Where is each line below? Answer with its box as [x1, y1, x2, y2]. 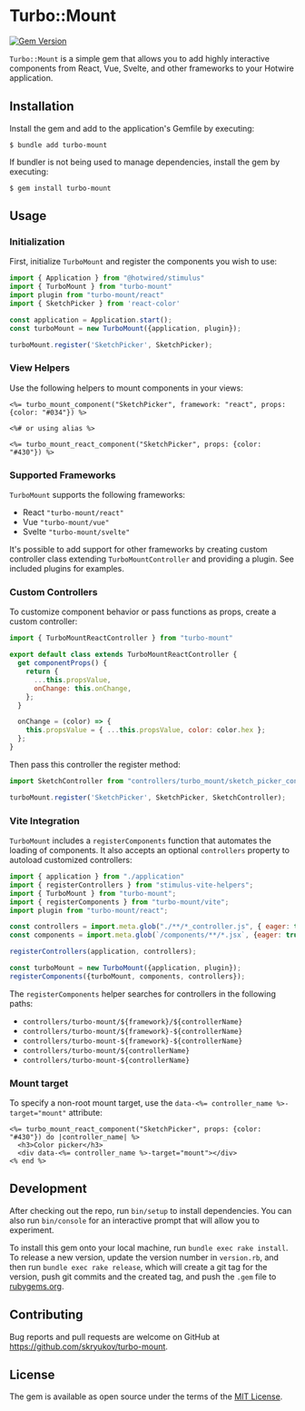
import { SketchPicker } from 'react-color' [9, 299, 181, 309]
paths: [9, 998, 34, 1009]
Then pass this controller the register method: [9, 759, 181, 770]
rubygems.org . [9, 1280, 64, 1291]
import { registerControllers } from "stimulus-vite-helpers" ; [9, 880, 254, 889]
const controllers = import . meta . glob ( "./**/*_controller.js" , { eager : [9, 922, 290, 931]
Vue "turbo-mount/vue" [22, 517, 110, 528]
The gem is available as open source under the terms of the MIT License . [9, 1391, 283, 1402]
